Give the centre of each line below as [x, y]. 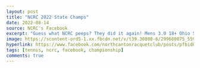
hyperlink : [20, 45]
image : [14, 39]
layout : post [22, 12]
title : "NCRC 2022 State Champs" [48, 17]
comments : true [25, 56]
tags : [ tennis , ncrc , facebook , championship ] [65, 50]
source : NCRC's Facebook [37, 28]
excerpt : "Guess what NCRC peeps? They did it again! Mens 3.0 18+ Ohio [98, 34]
